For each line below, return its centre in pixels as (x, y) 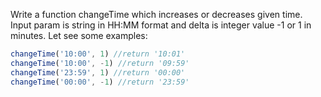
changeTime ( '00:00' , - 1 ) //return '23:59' (100, 82)
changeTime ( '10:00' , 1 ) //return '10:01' (98, 54)
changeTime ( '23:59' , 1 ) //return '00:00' (98, 72)
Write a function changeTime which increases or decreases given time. (156, 14)
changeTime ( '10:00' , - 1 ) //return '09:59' (100, 63)
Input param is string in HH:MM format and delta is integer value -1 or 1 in (161, 25)
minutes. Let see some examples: (79, 35)
